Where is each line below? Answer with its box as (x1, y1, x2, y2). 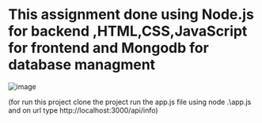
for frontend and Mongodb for (8, 39, 210, 57)
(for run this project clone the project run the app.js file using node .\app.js (8, 97, 252, 106)
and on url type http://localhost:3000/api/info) (8, 105, 158, 115)
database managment (8, 56, 156, 74)
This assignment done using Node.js (8, 6, 255, 24)
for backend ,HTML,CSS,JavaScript (8, 22, 248, 40)
